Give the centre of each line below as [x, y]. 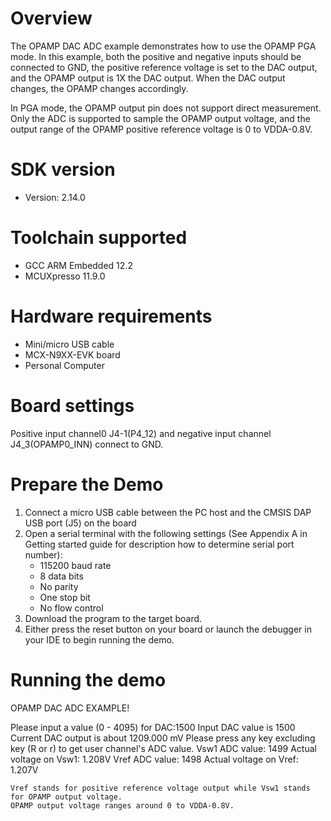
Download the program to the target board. [113, 618]
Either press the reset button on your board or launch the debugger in [168, 629]
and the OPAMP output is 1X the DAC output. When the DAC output [148, 78]
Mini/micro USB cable [69, 344]
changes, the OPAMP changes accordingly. [99, 88]
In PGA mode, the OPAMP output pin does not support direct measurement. [166, 108]
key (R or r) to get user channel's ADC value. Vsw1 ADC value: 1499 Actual [163, 748]
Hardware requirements [111, 316]
